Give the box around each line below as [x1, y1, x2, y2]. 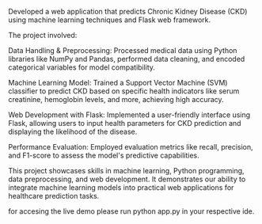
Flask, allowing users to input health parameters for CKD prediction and [8, 119, 241, 127]
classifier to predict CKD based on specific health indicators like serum [8, 86, 240, 96]
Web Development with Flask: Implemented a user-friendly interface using [8, 110, 251, 120]
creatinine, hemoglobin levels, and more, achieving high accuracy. [8, 95, 224, 104]
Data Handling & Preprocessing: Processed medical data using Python [8, 46, 237, 55]
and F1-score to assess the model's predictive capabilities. [8, 150, 199, 160]
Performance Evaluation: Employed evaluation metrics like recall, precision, [8, 142, 253, 151]
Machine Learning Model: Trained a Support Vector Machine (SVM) [8, 78, 228, 87]
